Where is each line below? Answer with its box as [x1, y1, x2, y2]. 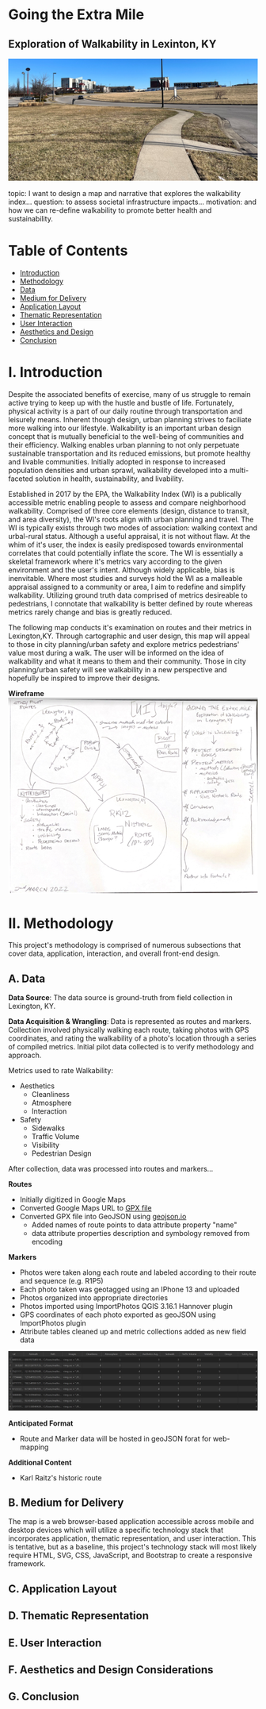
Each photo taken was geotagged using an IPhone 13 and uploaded [19, 1284, 240, 1295]
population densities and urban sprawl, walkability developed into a [8, 465, 228, 475]
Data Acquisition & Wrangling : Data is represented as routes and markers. [8, 1017, 252, 1026]
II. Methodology [8, 914, 114, 932]
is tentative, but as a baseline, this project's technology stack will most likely [8, 1542, 257, 1552]
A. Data [8, 972, 46, 985]
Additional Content [8, 1457, 72, 1467]
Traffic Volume [31, 1132, 80, 1141]
